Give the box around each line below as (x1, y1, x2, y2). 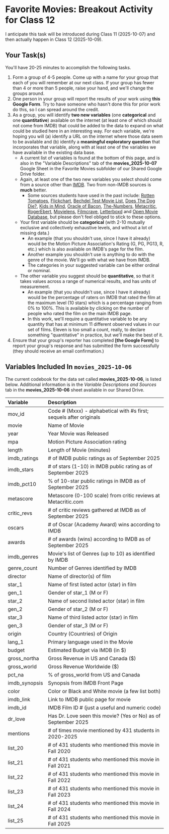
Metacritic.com (47, 498, 84, 505)
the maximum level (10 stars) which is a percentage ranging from (27, 300, 162, 306)
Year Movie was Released (47, 430, 109, 437)
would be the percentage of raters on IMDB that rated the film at (27, 294, 161, 300)
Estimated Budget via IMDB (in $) (47, 647, 127, 654)
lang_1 (8, 638, 24, 645)
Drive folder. (20, 171, 46, 177)
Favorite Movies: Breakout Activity (5, 4, 153, 15)
